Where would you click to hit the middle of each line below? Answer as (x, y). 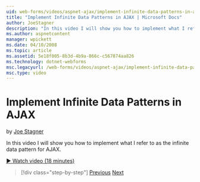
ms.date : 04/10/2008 (32, 45)
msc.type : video (26, 73)
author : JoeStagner (30, 23)
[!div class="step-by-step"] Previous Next (72, 172)
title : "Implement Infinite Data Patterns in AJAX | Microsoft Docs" (94, 17)
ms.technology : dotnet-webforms (46, 61)
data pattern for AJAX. (34, 149)
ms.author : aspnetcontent (38, 34)
